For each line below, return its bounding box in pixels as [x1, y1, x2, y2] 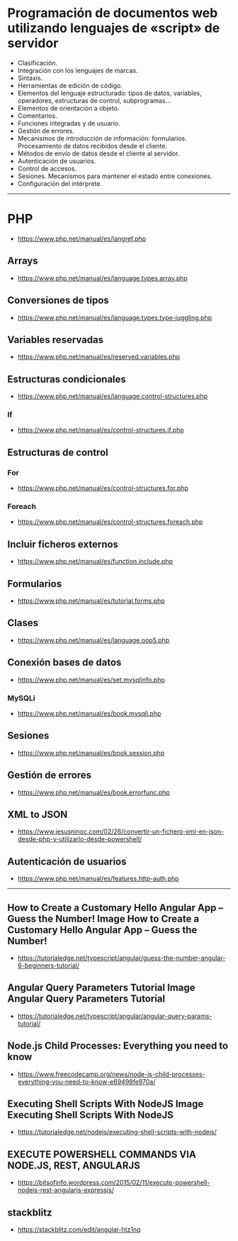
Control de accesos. [17, 164, 76, 173]
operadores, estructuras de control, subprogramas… [17, 96, 171, 104]
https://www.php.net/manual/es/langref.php [17, 234, 147, 243]
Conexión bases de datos [7, 657, 122, 669]
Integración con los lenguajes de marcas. [17, 66, 138, 75]
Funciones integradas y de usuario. [17, 119, 120, 127]
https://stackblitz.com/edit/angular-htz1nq [17, 1225, 141, 1234]
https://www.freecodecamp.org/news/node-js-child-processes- [17, 1070, 205, 1078]
